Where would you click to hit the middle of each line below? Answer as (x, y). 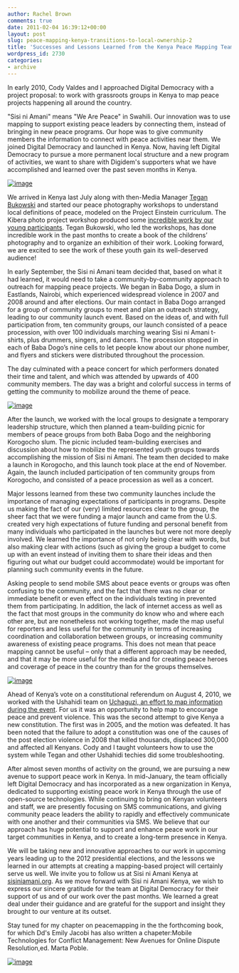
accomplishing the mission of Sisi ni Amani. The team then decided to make (118, 457)
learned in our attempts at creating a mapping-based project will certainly (115, 866)
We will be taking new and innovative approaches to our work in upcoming (117, 850)
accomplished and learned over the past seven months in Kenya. (102, 169)
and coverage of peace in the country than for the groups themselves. (110, 666)
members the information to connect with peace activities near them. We (114, 139)
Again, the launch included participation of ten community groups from (111, 472)
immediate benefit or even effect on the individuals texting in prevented (112, 598)
